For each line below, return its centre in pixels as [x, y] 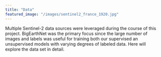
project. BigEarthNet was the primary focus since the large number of [76, 33]
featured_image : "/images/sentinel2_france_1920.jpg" [62, 14]
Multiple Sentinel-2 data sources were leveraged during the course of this [81, 28]
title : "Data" [20, 10]
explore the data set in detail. [35, 49]
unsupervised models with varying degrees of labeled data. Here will [76, 44]
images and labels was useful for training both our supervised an [72, 39]
